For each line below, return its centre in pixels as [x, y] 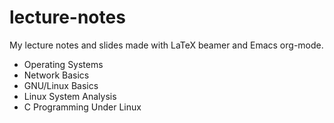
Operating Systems [63, 64]
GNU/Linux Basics [61, 85]
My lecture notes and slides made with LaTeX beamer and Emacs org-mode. [166, 45]
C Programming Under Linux [82, 107]
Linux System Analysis [70, 96]
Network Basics [56, 75]
